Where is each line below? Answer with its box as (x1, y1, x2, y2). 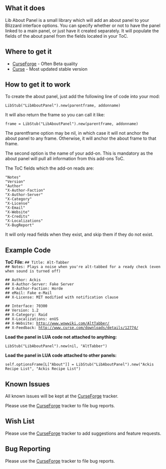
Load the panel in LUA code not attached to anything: (5, 334, 117, 340)
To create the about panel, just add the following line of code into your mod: (5, 94, 160, 99)
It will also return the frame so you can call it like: (5, 112, 105, 118)
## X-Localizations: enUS (5, 317, 58, 322)
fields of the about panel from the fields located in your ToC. (5, 33, 128, 39)
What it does (5, 4, 46, 12)
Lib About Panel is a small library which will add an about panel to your (5, 17, 150, 23)
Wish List (5, 417, 35, 426)
